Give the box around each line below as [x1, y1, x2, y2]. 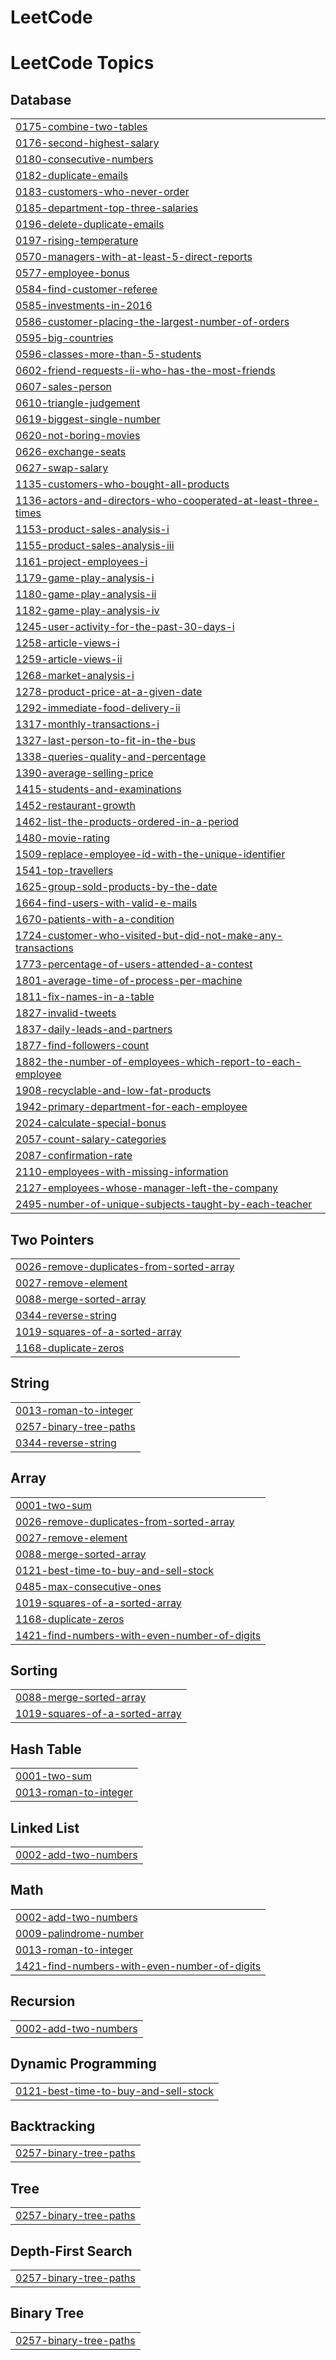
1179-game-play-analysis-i [15, 571, 155, 585]
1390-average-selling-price [15, 766, 154, 780]
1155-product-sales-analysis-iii [15, 539, 175, 553]
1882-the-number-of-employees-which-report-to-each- [15, 1055, 302, 1069]
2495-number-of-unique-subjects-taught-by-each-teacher [15, 1197, 313, 1211]
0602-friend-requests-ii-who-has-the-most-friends [15, 364, 276, 378]
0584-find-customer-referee [15, 282, 158, 296]
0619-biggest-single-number [15, 412, 161, 426]
